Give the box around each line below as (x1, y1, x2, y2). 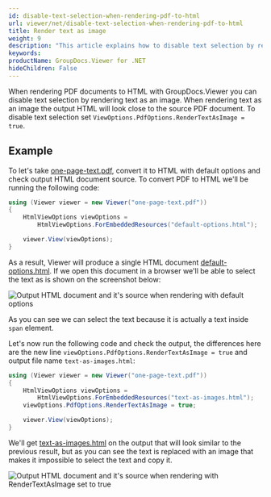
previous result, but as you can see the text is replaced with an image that (8, 446, 254, 456)
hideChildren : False (8, 65, 78, 73)
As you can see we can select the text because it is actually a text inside (8, 314, 248, 324)
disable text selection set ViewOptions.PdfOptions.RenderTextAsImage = (8, 112, 245, 122)
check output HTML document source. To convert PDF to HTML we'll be (8, 174, 248, 184)
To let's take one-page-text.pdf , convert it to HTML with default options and (8, 165, 261, 175)
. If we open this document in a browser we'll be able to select (49, 265, 256, 275)
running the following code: (8, 182, 100, 192)
